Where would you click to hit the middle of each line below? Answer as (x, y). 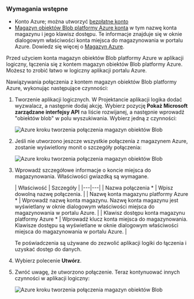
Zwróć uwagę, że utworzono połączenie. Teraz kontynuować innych (97, 272)
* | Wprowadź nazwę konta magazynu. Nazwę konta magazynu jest (96, 200)
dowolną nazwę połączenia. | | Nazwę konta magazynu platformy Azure (101, 194)
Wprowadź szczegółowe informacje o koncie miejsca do (83, 170)
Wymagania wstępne (37, 9)
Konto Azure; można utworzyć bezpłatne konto (71, 22)
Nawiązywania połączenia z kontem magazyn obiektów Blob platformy (91, 82)
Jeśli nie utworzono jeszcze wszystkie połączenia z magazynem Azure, (101, 141)
